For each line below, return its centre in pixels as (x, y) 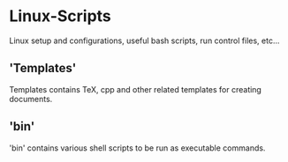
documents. (31, 99)
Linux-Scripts (61, 16)
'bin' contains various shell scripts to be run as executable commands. (137, 148)
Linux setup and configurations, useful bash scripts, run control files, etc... (144, 40)
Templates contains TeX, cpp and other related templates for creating (136, 89)
